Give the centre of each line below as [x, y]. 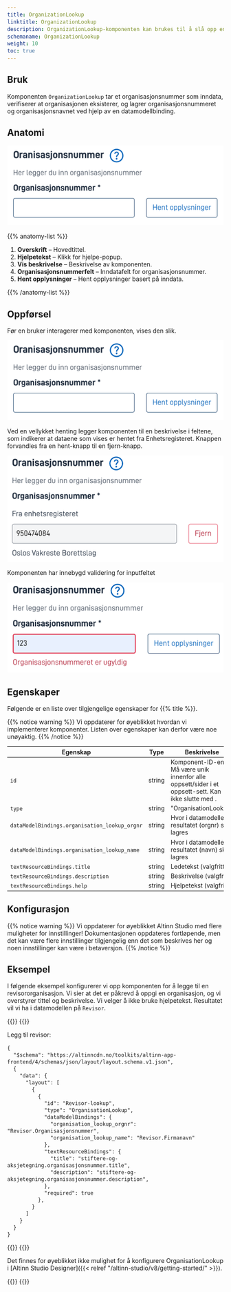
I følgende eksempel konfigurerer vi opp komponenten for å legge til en [108, 986]
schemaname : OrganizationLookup [53, 37]
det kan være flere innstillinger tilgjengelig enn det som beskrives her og [110, 940]
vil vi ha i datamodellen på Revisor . [57, 1008]
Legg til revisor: [29, 1035]
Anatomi [26, 133]
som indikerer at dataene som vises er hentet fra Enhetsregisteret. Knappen [114, 438]
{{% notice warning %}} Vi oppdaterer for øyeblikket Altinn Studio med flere [114, 926]
